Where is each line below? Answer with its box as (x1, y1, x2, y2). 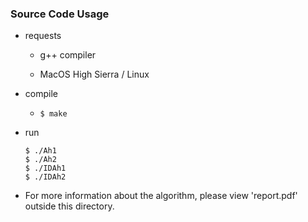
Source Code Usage (10, 7, 110, 21)
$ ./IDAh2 (24, 172, 67, 182)
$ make (39, 109, 68, 119)
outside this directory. (24, 200, 115, 212)
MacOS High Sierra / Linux (39, 68, 150, 81)
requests (24, 30, 62, 42)
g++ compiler (39, 49, 97, 61)
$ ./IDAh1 (24, 163, 67, 174)
